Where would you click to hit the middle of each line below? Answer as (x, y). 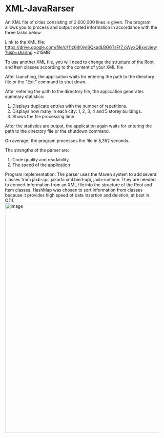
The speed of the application (41, 165)
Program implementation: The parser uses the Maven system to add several (81, 174)
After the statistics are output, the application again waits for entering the (79, 126)
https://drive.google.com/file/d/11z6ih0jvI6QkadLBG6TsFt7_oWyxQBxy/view (81, 47)
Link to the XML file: (25, 42)
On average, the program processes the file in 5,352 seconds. (67, 141)
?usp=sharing (19, 52)
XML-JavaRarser (40, 9)
